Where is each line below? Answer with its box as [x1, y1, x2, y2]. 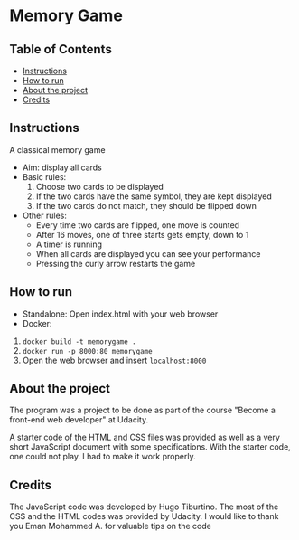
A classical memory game [9, 144, 106, 155]
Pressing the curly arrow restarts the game [35, 258, 196, 269]
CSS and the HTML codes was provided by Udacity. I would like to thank [9, 511, 279, 522]
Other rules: [22, 210, 68, 221]
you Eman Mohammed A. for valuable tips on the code [9, 521, 212, 532]
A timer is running [35, 239, 102, 250]
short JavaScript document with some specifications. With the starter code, [9, 441, 291, 452]
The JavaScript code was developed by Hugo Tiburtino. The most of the [9, 501, 279, 512]
